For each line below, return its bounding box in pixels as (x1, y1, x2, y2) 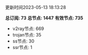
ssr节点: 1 (12, 44, 33, 50)
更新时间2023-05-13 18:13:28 (5, 4, 66, 10)
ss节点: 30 (12, 38, 35, 44)
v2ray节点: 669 (12, 25, 44, 31)
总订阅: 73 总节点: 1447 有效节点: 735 (5, 15, 83, 21)
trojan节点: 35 (12, 32, 42, 37)
